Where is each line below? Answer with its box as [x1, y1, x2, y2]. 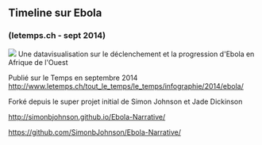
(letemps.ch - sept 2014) [8, 30, 106, 41]
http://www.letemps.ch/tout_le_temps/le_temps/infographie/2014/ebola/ [8, 81, 244, 90]
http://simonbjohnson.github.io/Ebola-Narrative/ [8, 112, 166, 121]
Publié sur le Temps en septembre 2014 [8, 73, 138, 82]
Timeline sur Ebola [8, 6, 102, 20]
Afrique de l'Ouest [8, 57, 68, 67]
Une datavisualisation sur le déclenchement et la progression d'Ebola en [17, 49, 255, 59]
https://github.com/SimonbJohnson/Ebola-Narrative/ [8, 127, 181, 137]
